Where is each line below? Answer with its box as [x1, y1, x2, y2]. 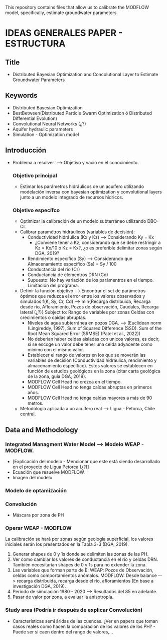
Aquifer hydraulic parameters [12, 126, 73, 132]
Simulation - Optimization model [12, 131, 79, 138]
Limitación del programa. [27, 282, 79, 289]
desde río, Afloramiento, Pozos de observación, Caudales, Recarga [20, 304, 159, 310]
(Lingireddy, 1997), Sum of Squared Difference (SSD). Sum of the [27, 325, 162, 332]
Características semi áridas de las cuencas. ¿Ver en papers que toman [12, 618, 158, 624]
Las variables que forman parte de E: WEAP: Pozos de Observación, [12, 567, 154, 573]
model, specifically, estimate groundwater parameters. [5, 10, 118, 16]
